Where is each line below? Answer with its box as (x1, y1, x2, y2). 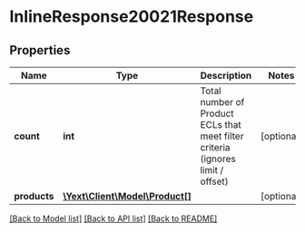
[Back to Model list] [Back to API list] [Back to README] (9, 213, 218, 224)
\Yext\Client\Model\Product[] (63, 190, 192, 202)
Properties (9, 43, 71, 58)
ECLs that (200, 119, 242, 130)
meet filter (200, 130, 244, 142)
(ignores (200, 152, 236, 165)
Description (200, 70, 252, 82)
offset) (200, 175, 229, 188)
